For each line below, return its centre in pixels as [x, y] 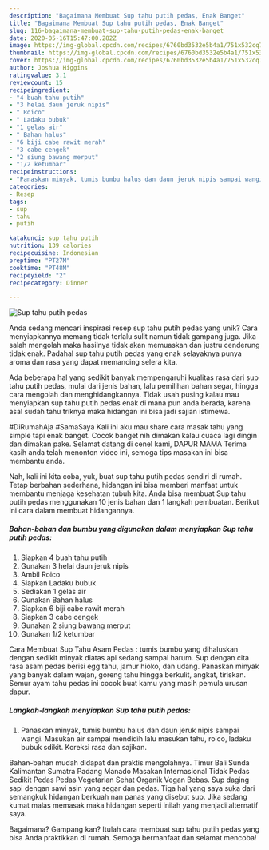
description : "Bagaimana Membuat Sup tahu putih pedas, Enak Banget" [127, 16]
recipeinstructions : [44, 172]
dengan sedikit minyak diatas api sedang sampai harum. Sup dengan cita [129, 658]
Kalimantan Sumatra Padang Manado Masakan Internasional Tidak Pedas [129, 772]
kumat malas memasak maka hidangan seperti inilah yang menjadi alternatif [134, 805]
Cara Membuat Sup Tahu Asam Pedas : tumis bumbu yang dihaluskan [124, 649]
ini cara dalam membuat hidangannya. [72, 511]
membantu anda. [37, 461]
